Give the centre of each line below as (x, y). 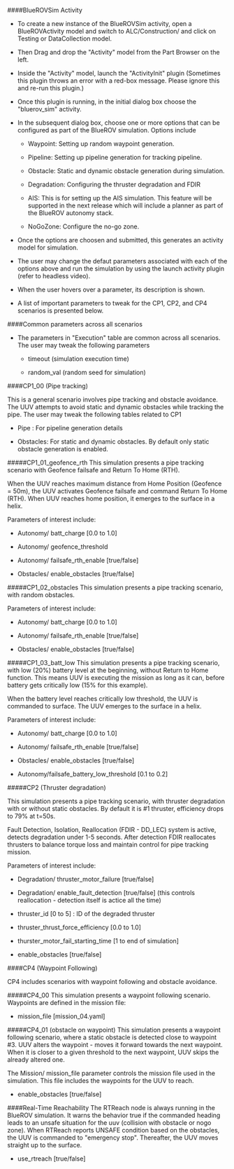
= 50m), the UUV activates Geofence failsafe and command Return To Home (117, 491)
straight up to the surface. (45, 1145)
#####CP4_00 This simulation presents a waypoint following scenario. (109, 995)
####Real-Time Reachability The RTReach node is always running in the (111, 1108)
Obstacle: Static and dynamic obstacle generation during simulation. (126, 171)
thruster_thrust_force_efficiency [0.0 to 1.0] (79, 927)
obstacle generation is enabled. (63, 449)
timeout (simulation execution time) (78, 359)
